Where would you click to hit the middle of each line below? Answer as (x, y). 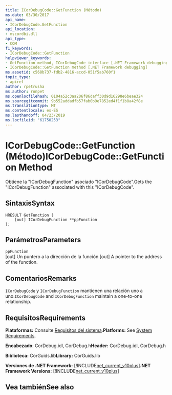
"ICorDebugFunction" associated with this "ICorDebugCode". (70, 187)
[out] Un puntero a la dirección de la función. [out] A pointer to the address (84, 257)
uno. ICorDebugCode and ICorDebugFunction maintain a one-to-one (74, 296)
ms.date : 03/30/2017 (27, 15)
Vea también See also (40, 387)
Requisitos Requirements (46, 318)
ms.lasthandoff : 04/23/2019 (35, 115)
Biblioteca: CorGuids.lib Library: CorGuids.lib (53, 355)
